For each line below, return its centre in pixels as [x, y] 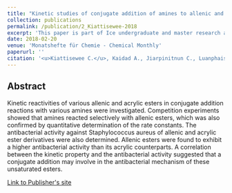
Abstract [27, 87]
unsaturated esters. [35, 169]
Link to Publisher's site [39, 182]
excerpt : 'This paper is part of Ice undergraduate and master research [114, 33]
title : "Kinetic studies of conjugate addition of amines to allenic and [116, 13]
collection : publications [44, 20]
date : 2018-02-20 [32, 39]
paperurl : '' [26, 52]
